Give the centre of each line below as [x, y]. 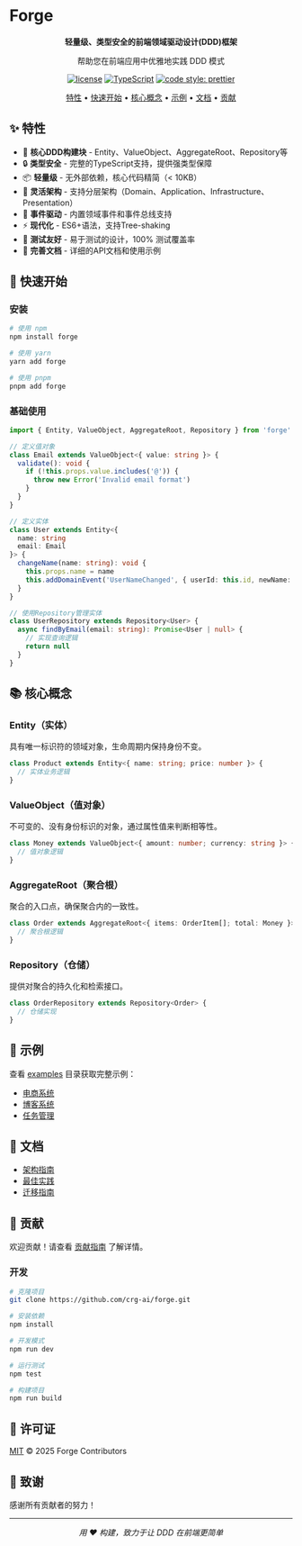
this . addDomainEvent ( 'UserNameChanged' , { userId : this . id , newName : [159, 580]
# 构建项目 [27, 1390]
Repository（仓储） [53, 964]
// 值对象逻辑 [40, 852]
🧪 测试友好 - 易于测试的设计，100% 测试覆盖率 [109, 239]
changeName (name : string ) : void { [82, 564]
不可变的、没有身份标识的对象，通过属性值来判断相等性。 [115, 827]
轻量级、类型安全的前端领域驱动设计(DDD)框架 [151, 41]
